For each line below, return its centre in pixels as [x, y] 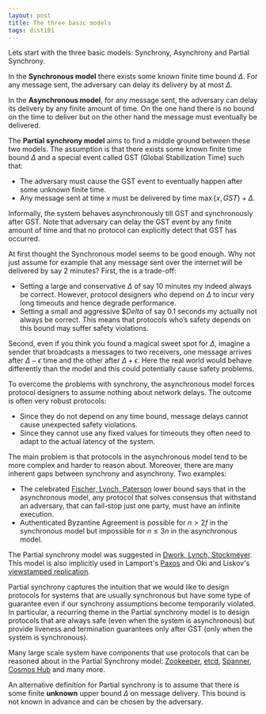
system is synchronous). [48, 637]
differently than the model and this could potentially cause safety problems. [131, 369]
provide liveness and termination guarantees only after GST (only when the [131, 629]
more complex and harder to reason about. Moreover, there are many [121, 465]
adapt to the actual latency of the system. [87, 442]
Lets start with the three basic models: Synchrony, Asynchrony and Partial [129, 53]
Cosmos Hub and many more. [57, 670]
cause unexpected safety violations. [79, 425]
